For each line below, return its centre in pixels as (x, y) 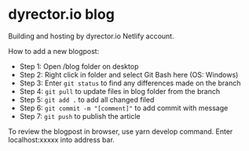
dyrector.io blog (62, 14)
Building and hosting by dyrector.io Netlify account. (91, 36)
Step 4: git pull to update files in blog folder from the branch (120, 91)
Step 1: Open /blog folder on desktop (79, 66)
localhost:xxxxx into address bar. (62, 139)
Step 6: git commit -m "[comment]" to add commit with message (124, 108)
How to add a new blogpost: (54, 51)
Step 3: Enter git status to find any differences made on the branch (130, 83)
